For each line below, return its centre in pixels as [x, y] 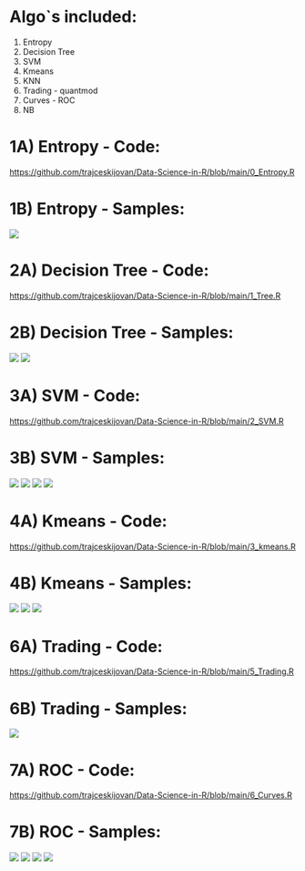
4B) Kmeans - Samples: [101, 583]
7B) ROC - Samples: [86, 832]
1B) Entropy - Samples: [97, 209]
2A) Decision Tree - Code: [109, 270]
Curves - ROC [49, 100]
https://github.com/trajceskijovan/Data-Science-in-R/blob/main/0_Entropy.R [152, 171]
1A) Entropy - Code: [85, 147]
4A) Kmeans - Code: [88, 521]
